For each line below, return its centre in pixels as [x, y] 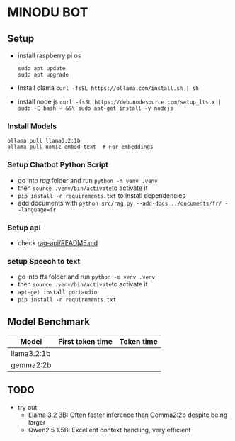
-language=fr [37, 210]
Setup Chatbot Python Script [58, 165]
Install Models [32, 126]
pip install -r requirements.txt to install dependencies [102, 195]
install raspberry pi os [49, 55]
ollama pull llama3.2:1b [44, 141]
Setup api [24, 228]
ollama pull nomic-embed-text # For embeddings [80, 147]
